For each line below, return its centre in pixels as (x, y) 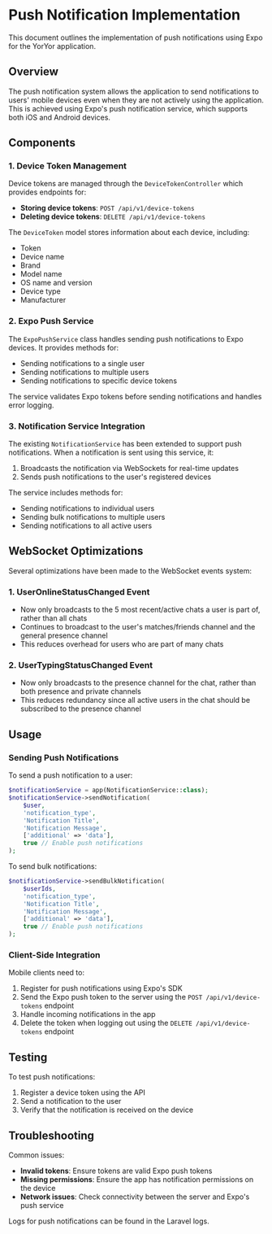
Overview (34, 72)
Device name (42, 257)
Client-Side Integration (54, 955)
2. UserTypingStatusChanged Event (80, 665)
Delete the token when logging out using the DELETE (106, 1023)
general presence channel (64, 635)
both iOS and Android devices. (60, 117)
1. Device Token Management (68, 166)
